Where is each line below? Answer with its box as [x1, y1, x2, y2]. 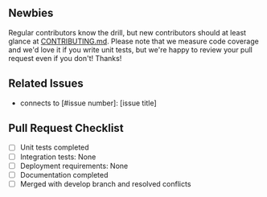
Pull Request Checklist [8, 121, 124, 135]
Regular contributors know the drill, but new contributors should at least [8, 27, 247, 37]
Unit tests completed [19, 142, 90, 152]
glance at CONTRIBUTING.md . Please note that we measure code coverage [8, 36, 259, 46]
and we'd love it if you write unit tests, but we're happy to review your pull [8, 44, 253, 55]
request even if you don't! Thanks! [8, 53, 122, 63]
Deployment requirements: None [19, 161, 129, 170]
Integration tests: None [19, 152, 97, 162]
